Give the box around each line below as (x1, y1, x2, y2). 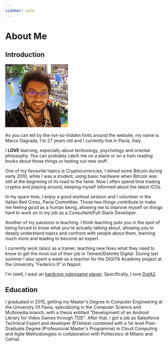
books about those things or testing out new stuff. (5, 158, 108, 164)
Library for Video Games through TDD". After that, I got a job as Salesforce (5, 315, 159, 321)
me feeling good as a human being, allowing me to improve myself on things (5, 204, 163, 210)
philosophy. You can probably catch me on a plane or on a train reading (5, 153, 153, 159)
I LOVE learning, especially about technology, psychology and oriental (5, 147, 150, 153)
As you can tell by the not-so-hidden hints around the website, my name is (5, 132, 159, 138)
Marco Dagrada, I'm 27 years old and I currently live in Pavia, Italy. (5, 137, 142, 144)
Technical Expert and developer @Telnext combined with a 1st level (5, 320, 144, 326)
